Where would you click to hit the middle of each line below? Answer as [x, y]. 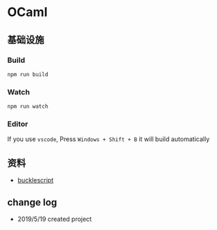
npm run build [28, 74]
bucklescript [35, 180]
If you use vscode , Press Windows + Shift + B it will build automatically [108, 139]
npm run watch [28, 107]
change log [32, 202]
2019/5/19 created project [55, 219]
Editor [18, 124]
